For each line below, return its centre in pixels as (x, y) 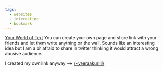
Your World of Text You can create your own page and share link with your (81, 38)
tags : (11, 10)
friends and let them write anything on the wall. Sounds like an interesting (80, 43)
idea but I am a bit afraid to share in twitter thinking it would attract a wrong (81, 48)
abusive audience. (24, 54)
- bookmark (21, 24)
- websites (21, 14)
